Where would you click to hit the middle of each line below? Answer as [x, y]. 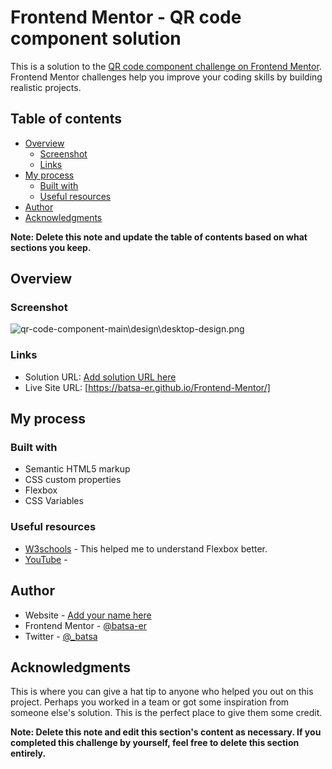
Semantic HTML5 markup [77, 469]
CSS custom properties [73, 480]
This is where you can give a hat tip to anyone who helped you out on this [162, 692]
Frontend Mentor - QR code [126, 17]
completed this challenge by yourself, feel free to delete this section [155, 743]
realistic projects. [46, 87]
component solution [96, 38]
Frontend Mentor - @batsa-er [85, 625]
